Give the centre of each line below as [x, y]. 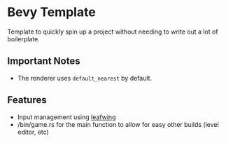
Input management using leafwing [66, 117]
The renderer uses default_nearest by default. [85, 78]
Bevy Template [51, 12]
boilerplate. [23, 39]
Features [27, 100]
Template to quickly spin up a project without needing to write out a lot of [113, 32]
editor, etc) [33, 132]
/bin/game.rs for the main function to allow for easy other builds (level [118, 124]
